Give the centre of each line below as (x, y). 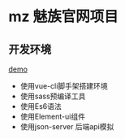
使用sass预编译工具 (53, 96)
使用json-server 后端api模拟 (67, 126)
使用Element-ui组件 (52, 116)
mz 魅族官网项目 (64, 17)
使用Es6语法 (41, 106)
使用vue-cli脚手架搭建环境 (64, 86)
